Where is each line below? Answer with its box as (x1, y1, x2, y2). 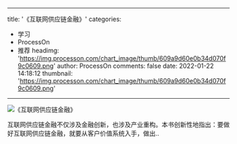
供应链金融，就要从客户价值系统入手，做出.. (31, 129, 160, 138)
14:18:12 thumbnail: (17, 69, 73, 78)
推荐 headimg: (17, 47, 60, 54)
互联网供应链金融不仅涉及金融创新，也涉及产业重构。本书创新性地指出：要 (7, 121, 224, 128)
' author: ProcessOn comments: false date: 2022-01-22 (53, 61, 214, 70)
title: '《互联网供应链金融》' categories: (7, 15, 122, 23)
